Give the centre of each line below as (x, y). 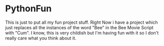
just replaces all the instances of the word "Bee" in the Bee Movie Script (79, 27)
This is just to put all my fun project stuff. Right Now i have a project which (81, 22)
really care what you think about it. (41, 38)
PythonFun (28, 9)
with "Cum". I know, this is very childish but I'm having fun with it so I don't (82, 33)
